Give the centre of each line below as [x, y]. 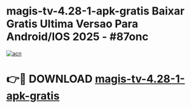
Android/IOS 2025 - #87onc [77, 37]
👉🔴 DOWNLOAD [49, 79]
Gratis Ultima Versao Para [72, 24]
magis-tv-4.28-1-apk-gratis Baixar [95, 11]
